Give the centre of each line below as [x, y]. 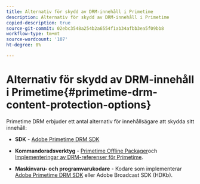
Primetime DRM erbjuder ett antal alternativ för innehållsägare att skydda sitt [100, 121]
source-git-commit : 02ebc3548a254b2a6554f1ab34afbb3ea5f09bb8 [85, 28]
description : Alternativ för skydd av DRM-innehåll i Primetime [88, 17]
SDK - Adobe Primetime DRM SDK [57, 139]
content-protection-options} [79, 105]
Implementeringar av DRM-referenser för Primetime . [79, 157]
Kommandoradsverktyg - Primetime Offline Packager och [86, 151]
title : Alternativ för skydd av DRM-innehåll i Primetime [80, 12]
